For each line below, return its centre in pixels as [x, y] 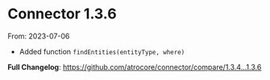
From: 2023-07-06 [39, 36]
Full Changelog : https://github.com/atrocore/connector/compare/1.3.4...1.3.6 [135, 67]
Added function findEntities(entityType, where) [102, 51]
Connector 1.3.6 [62, 14]
